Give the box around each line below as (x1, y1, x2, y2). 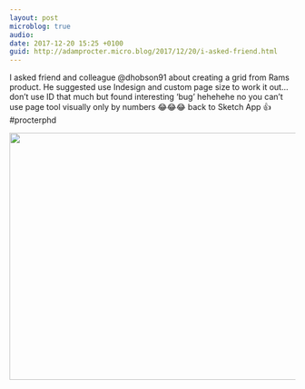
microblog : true (9, 22, 71, 31)
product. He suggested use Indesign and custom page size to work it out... (9, 82, 289, 93)
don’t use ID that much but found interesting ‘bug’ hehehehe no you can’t (9, 92, 283, 103)
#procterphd (9, 115, 57, 125)
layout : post (9, 13, 59, 23)
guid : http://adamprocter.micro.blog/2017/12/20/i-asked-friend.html (9, 47, 279, 56)
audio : (9, 30, 34, 39)
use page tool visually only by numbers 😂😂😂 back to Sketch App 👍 (9, 102, 272, 113)
